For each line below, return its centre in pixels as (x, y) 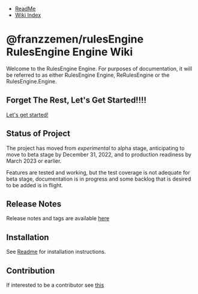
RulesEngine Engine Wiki (70, 52)
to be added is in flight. (34, 185)
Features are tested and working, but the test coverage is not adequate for (98, 172)
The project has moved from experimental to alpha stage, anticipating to (95, 148)
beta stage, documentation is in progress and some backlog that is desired (99, 179)
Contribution (31, 270)
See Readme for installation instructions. (56, 252)
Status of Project (38, 133)
